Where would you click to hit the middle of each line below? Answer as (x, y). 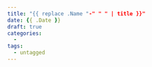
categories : (25, 33)
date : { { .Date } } (34, 20)
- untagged (29, 53)
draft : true (25, 27)
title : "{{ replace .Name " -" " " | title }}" (76, 14)
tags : (15, 46)
